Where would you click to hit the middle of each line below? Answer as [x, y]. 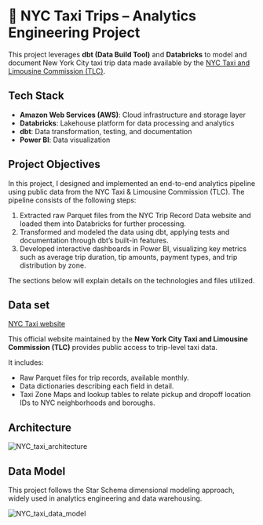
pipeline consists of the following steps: [72, 200]
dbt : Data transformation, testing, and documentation [106, 131]
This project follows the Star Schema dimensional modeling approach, [122, 490]
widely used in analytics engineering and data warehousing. [105, 498]
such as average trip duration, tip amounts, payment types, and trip [128, 257]
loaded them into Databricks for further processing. [103, 224]
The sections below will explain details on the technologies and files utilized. [131, 280]
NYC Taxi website [37, 324]
